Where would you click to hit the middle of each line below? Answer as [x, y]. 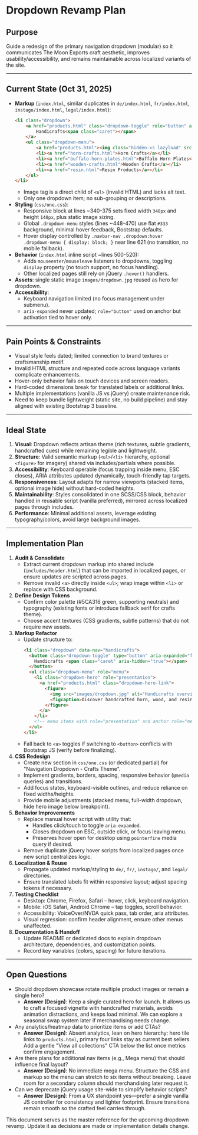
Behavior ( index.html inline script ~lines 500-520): [77, 255]
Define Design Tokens [42, 595]
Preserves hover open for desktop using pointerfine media [104, 838]
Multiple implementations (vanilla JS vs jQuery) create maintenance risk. [102, 394]
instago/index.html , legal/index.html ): [63, 109]
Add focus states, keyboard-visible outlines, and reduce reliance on [105, 787]
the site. [16, 65]
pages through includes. [44, 507]
